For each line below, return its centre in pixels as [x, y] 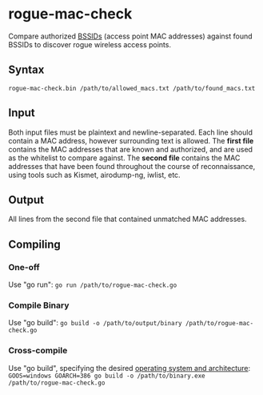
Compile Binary [39, 305]
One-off [24, 267]
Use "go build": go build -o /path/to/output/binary [95, 323]
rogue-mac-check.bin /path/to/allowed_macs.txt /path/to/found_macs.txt [132, 88]
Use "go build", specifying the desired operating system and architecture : [130, 368]
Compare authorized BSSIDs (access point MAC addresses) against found [131, 36]
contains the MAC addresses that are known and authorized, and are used [131, 149]
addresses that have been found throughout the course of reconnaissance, [132, 166]
